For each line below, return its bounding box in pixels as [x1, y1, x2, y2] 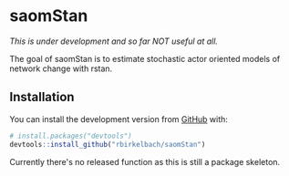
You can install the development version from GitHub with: [9, 113, 228, 124]
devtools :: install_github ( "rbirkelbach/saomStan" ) [9, 140, 206, 149]
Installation [9, 89, 75, 105]
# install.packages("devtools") [9, 131, 132, 140]
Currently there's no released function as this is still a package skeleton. [9, 156, 281, 167]
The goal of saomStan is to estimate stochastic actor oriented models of [9, 53, 281, 64]
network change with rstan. [9, 63, 113, 74]
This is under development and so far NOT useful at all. [9, 36, 219, 47]
